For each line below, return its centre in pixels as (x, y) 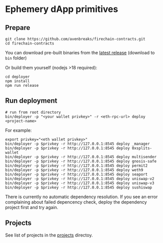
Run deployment (31, 101)
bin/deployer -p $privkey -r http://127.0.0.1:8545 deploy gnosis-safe (81, 161)
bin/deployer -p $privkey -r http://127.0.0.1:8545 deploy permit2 (77, 166)
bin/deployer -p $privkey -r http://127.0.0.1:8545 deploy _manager (78, 144)
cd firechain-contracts (30, 43)
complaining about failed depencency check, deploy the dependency (76, 202)
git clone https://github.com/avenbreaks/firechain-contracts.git (75, 39)
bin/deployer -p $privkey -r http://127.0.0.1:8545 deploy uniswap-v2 (80, 179)
